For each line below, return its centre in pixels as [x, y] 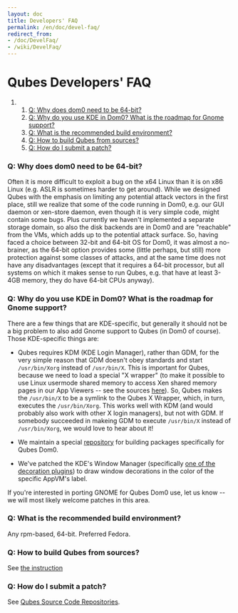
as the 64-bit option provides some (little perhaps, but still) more [126, 250]
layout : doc [25, 14]
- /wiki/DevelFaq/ [35, 47]
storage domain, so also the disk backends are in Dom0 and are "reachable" [119, 227]
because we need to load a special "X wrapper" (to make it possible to [121, 375]
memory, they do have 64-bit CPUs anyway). [88, 280]
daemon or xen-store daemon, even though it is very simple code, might [113, 212]
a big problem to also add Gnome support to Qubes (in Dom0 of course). [114, 331]
